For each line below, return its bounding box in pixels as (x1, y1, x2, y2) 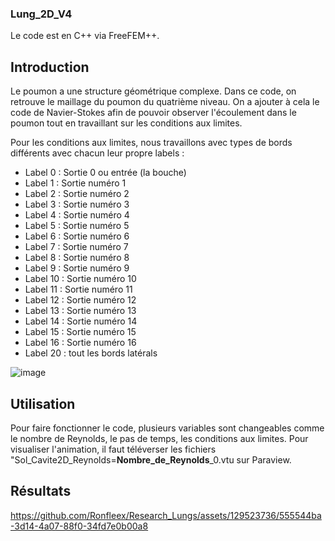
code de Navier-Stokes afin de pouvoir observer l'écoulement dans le (10, 107, 297, 119)
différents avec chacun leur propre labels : (10, 147, 185, 159)
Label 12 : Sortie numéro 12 (24, 294, 137, 306)
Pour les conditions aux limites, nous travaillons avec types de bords (10, 137, 293, 149)
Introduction (10, 58, 90, 76)
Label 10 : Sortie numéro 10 (24, 273, 137, 285)
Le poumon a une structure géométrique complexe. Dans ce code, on (10, 85, 297, 97)
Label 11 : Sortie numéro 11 (24, 283, 133, 296)
